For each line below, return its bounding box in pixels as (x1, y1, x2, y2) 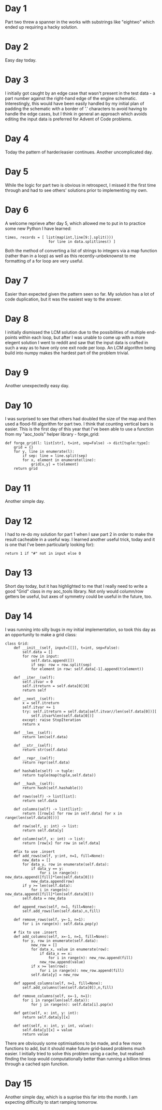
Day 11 (5, 482, 30, 493)
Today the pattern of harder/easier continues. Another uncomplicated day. (5, 149, 153, 155)
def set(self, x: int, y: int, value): (14, 1024, 94, 1028)
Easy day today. (5, 57, 37, 63)
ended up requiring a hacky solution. (5, 24, 78, 30)
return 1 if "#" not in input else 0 (5, 551, 81, 556)
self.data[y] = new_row (30, 973, 79, 977)
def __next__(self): (14, 696, 55, 701)
